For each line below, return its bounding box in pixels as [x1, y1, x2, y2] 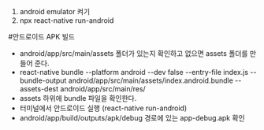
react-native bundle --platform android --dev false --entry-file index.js [19, 68, 249, 76]
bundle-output [19, 76, 67, 85]
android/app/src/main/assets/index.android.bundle [68, 76, 234, 85]
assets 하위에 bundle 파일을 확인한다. [19, 94, 137, 102]
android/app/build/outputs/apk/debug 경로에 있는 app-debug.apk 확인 [19, 113, 246, 122]
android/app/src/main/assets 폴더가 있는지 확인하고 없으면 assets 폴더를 [19, 49, 248, 58]
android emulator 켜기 [19, 7, 91, 16]
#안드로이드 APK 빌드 [8, 32, 75, 41]
